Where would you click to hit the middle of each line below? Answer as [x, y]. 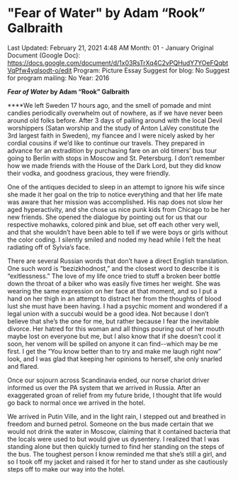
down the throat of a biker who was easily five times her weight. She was [114, 283]
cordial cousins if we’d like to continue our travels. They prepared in [106, 143]
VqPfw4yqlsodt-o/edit [40, 70]
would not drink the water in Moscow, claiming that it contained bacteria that [119, 431]
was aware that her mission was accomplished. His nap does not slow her [115, 202]
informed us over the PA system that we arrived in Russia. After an [104, 387]
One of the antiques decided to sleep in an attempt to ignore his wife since [116, 186]
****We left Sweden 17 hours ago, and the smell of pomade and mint [109, 105]
